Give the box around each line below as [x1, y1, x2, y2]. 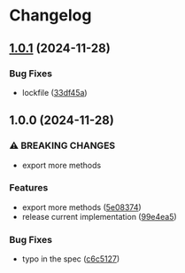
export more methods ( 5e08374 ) [21, 201, 142, 213]
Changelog [9, 5, 92, 26]
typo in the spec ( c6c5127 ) [21, 253, 120, 264]
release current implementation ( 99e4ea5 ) [21, 211, 177, 222]
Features [9, 182, 49, 194]
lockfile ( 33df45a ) [21, 87, 88, 97]
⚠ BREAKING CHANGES [9, 139, 116, 152]
